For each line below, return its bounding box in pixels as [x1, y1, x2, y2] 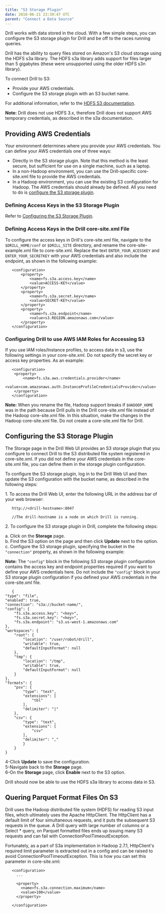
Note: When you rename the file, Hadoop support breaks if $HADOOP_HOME [5, 402, 154, 408]
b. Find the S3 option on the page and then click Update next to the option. [5, 538, 159, 544]
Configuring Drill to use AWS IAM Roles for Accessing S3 [5, 335, 145, 342]
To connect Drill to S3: [5, 76, 51, 82]
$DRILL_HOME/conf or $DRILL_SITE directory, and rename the [5, 242, 126, 248]
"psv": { [14, 684, 32, 690]
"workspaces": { [5, 628, 39, 633]
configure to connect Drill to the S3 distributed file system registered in [5, 450, 150, 456]
